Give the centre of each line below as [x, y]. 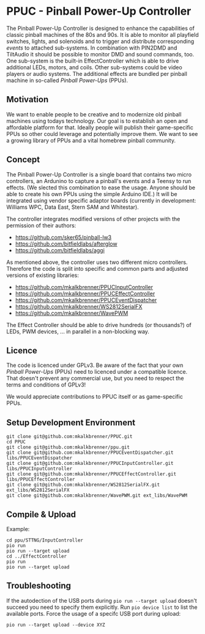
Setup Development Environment [71, 422]
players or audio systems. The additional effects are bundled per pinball [97, 74]
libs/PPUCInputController [39, 469]
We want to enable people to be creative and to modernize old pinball [94, 114]
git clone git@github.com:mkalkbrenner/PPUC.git [69, 437]
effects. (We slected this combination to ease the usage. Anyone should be [101, 187]
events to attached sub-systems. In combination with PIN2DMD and [92, 48]
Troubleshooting [39, 586]
